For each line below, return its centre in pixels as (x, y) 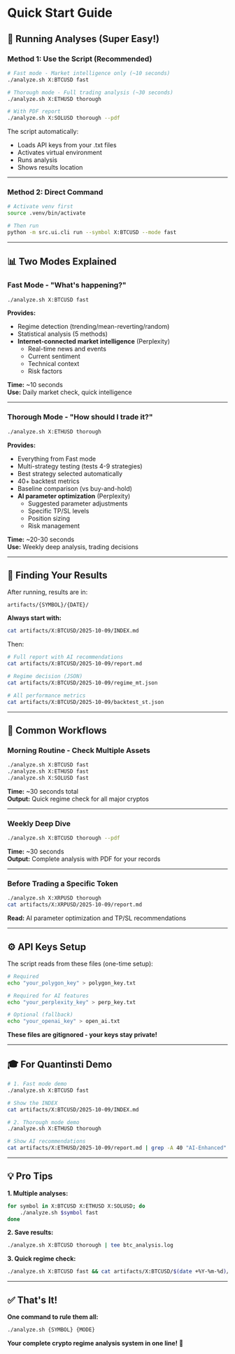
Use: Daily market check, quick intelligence (70, 392)
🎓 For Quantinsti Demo (60, 1064)
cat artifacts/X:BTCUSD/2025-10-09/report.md (74, 664)
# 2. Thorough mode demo (43, 1122)
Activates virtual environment (60, 153)
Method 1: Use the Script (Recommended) (80, 59)
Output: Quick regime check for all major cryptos (78, 799)
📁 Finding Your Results (57, 575)
